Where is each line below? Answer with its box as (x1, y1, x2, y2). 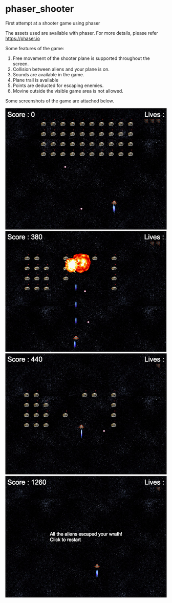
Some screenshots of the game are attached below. (5, 98, 114, 104)
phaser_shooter (5, 3, 74, 15)
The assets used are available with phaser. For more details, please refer (5, 30, 159, 36)
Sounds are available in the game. (12, 71, 84, 77)
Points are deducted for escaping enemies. (12, 82, 104, 89)
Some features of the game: (5, 45, 64, 51)
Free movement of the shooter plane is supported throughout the (12, 55, 150, 61)
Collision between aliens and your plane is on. (12, 66, 110, 72)
